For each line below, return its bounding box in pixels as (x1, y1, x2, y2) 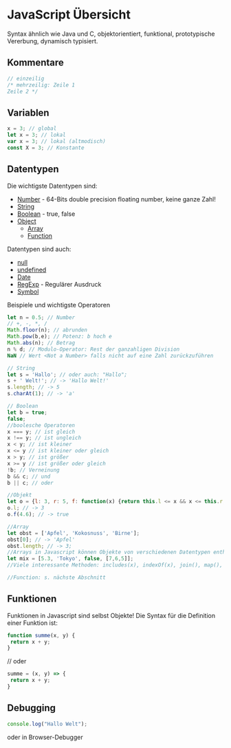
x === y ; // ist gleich (7, 428, 76, 435)
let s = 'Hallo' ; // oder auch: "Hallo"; (7, 371, 128, 378)
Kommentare (7, 57, 64, 69)
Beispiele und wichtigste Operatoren (7, 300, 111, 309)
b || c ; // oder (7, 479, 54, 486)
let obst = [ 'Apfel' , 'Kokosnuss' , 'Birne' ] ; (7, 529, 140, 536)
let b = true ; (7, 409, 48, 416)
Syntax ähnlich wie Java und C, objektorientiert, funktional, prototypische (7, 30, 215, 38)
